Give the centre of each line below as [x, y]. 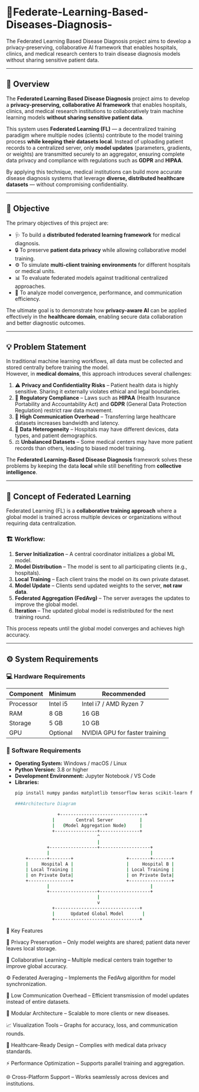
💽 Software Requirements [44, 751]
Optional [61, 733]
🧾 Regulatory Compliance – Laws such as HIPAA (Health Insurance [97, 398]
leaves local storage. [31, 948]
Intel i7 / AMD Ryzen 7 [113, 704]
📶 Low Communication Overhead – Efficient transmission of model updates [98, 995]
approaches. [30, 286]
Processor [23, 704]
